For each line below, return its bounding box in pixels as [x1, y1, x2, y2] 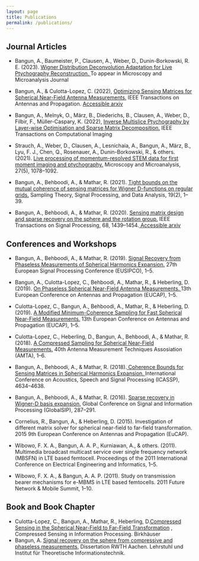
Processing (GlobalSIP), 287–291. [14, 406, 97, 413]
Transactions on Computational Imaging [14, 131, 113, 138]
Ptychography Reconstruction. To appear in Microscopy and [14, 70, 162, 77]
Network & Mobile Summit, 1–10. [14, 485, 94, 492]
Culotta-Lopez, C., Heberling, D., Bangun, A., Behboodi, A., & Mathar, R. [14, 333, 190, 340]
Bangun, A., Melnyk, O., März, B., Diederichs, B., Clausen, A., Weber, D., [14, 112, 190, 119]
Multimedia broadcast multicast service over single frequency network [14, 448, 188, 455]
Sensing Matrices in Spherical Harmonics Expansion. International [14, 370, 176, 377]
